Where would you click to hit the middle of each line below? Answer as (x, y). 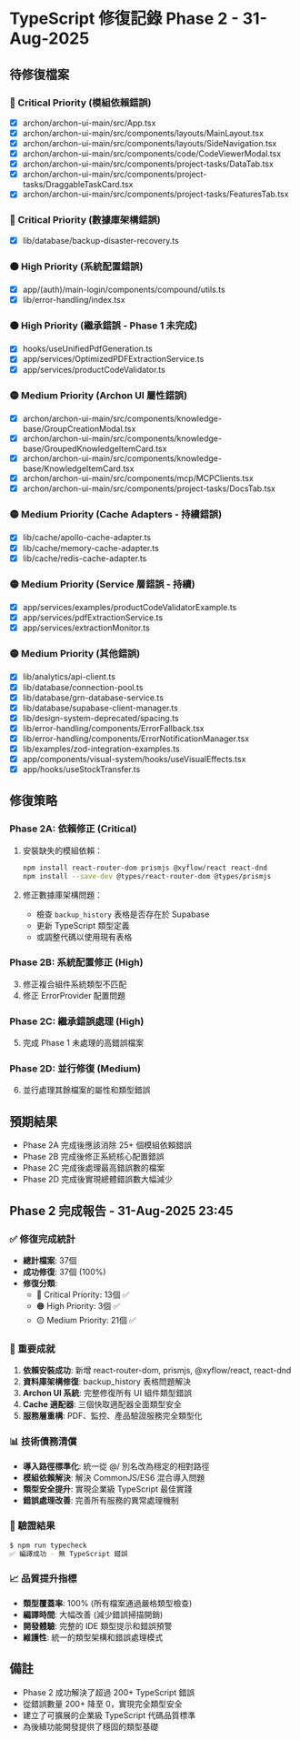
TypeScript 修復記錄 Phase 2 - (124, 19)
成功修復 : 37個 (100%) (64, 1272)
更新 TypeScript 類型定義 (83, 925)
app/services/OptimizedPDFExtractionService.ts (113, 359)
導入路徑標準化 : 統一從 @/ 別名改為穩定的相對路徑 (116, 1466)
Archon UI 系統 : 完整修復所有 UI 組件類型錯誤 (107, 1393)
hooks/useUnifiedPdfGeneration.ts (87, 349)
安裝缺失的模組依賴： (62, 850)
